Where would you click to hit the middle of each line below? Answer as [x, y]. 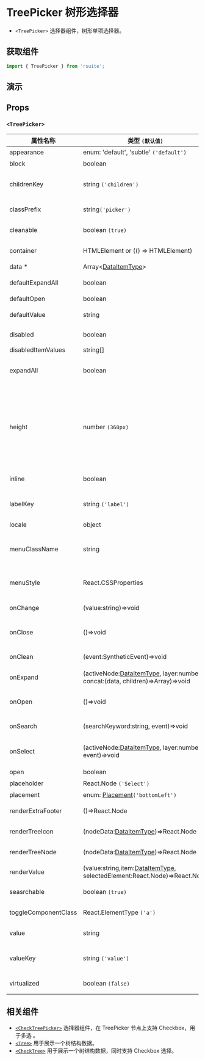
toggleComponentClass [43, 912]
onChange [24, 608]
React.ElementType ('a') [120, 912]
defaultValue [27, 314]
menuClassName [34, 549]
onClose [21, 632]
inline [17, 479]
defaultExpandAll [34, 283]
